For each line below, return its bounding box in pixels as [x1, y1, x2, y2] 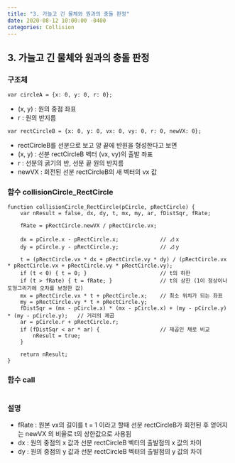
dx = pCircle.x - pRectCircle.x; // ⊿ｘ [20, 236, 180, 244]
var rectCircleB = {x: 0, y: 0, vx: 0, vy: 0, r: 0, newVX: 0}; [7, 128, 202, 135]
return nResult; [20, 351, 69, 359]
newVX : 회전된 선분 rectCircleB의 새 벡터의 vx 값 [17, 168, 158, 176]
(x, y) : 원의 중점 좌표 [17, 104, 77, 114]
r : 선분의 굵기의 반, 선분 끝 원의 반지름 [17, 159, 124, 168]
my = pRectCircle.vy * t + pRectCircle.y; [20, 299, 148, 306]
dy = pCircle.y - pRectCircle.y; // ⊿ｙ [20, 244, 180, 251]
